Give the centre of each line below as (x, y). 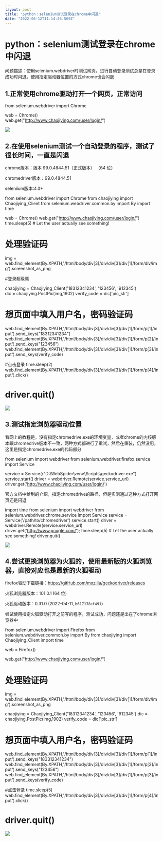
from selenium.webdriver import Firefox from (50, 630)
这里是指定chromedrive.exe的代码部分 (43, 449)
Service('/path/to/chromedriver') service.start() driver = (61, 520)
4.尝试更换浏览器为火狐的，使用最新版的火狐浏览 (79, 561)
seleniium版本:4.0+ (24, 188)
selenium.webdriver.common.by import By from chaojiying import (71, 635)
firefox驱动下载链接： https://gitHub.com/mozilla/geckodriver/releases (75, 583)
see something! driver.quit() (33, 536)
